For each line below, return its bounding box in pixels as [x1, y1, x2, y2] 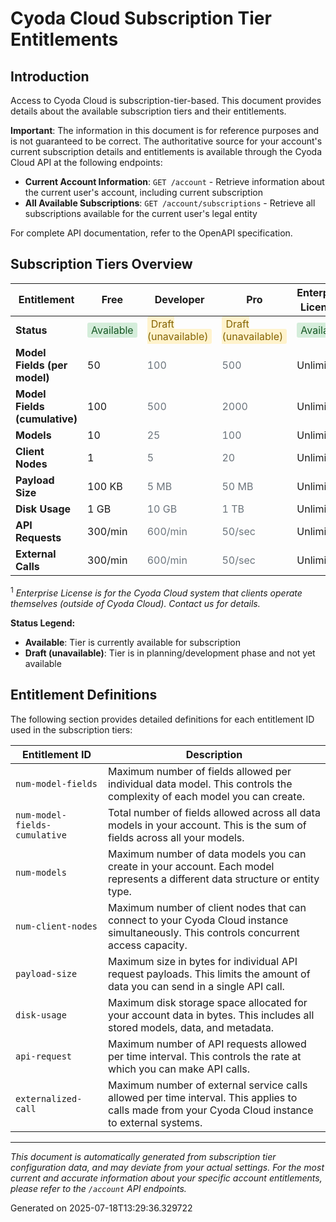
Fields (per [15, 358, 68, 372]
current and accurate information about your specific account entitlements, [10, 1172, 323, 1184]
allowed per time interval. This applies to [107, 1090, 298, 1104]
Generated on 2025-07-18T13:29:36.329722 [10, 1202, 193, 1214]
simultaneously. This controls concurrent [107, 925, 300, 939]
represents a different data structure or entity [107, 872, 320, 886]
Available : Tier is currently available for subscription [24, 636, 241, 648]
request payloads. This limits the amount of [107, 967, 311, 981]
